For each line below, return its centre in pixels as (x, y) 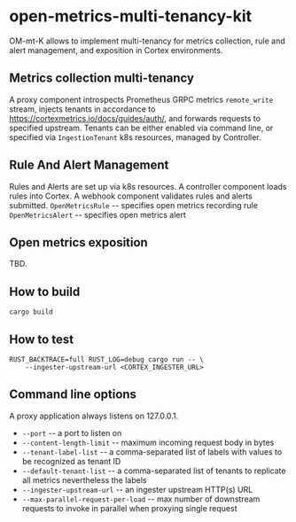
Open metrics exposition (78, 242)
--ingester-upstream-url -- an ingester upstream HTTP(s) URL (137, 489)
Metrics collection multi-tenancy (102, 78)
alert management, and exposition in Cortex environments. (116, 50)
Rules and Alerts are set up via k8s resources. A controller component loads (148, 186)
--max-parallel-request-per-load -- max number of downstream (141, 499)
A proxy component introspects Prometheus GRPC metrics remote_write (141, 99)
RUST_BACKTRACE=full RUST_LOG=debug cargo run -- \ (106, 360)
